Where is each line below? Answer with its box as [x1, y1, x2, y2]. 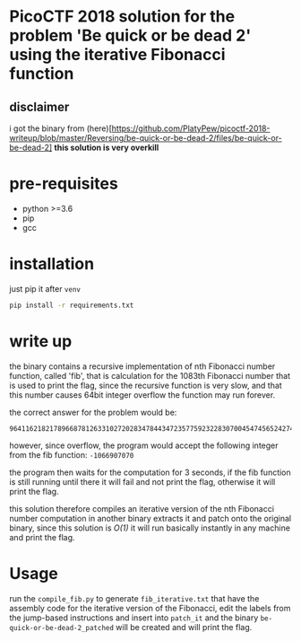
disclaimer [9, 99, 70, 114]
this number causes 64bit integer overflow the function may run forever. [9, 389, 276, 400]
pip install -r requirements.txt [9, 301, 134, 310]
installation [9, 254, 95, 275]
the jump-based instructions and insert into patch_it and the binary [9, 612, 259, 623]
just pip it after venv [9, 283, 81, 294]
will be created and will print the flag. [116, 621, 253, 632]
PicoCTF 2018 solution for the [9, 6, 236, 27]
